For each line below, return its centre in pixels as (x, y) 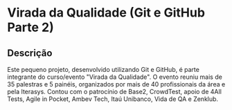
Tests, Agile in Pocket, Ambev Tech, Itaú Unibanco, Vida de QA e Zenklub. (113, 99)
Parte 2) (30, 27)
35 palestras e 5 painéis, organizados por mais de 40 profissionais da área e (116, 84)
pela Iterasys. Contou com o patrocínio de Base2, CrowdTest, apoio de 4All (114, 92)
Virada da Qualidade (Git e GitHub (106, 13)
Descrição (30, 53)
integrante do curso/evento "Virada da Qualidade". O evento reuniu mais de (115, 77)
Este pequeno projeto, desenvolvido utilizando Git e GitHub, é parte (103, 70)
